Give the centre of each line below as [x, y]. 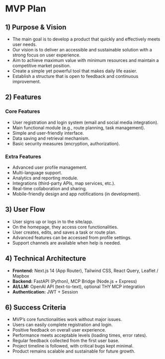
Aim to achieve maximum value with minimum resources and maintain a [85, 60]
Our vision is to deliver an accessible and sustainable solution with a [82, 50]
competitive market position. [41, 66]
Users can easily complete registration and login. [62, 325]
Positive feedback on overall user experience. [59, 330]
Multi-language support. [37, 172]
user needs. [25, 44]
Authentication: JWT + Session [45, 292]
